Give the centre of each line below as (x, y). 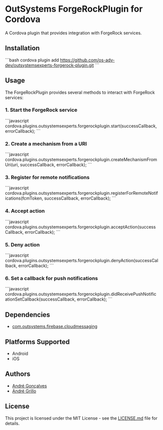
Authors (18, 374)
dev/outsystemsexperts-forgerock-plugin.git (49, 65)
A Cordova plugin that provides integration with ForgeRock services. (73, 33)
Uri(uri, (12, 165)
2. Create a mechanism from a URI (46, 143)
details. (12, 423)
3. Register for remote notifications (47, 178)
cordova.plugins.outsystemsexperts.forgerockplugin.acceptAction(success (81, 227)
